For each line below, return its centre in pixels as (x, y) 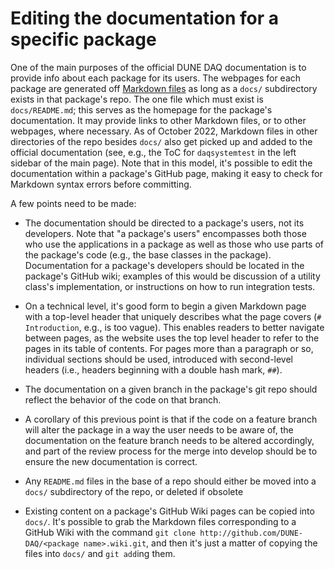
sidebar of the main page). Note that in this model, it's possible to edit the (161, 163)
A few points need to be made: (73, 203)
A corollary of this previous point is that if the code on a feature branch (171, 419)
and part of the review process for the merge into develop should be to (171, 451)
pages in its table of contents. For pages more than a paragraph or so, (169, 348)
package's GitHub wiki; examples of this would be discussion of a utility (172, 276)
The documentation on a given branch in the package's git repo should (171, 389)
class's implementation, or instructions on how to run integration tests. (170, 286)
